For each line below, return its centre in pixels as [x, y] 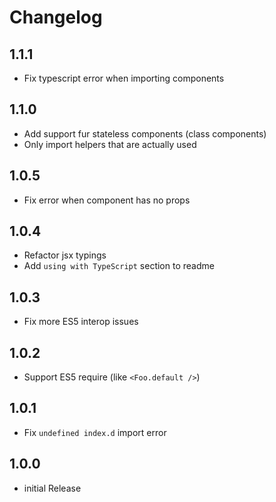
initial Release [52, 488]
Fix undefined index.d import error [95, 432]
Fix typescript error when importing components [124, 78]
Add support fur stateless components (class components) [145, 133]
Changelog [56, 17]
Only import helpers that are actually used [110, 144]
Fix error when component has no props [107, 200]
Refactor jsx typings [65, 255]
